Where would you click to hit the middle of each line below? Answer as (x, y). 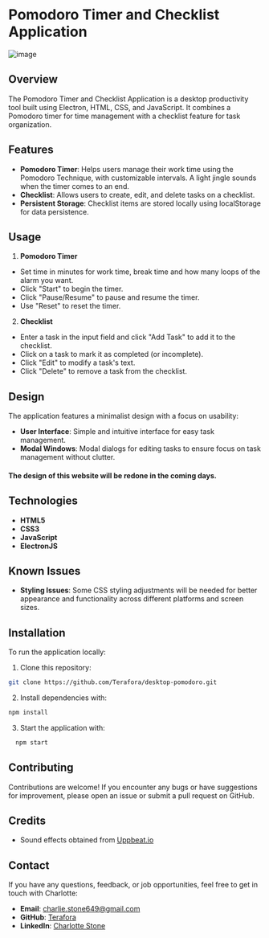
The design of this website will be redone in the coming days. (112, 475)
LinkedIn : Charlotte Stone (63, 926)
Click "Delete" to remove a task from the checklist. (103, 371)
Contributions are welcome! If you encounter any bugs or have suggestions (133, 787)
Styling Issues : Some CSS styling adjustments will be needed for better (139, 590)
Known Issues (45, 571)
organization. (30, 124)
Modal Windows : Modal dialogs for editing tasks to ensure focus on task (140, 449)
